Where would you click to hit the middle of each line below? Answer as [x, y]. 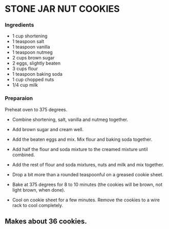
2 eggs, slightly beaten [36, 63]
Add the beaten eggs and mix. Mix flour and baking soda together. [82, 139]
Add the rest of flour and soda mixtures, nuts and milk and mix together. [88, 164]
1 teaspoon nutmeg [33, 52]
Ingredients [19, 25]
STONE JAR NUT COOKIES [62, 9]
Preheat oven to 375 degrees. [36, 109]
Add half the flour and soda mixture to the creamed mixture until [80, 149]
